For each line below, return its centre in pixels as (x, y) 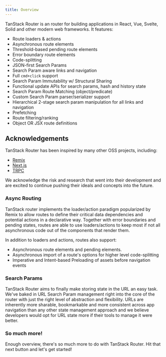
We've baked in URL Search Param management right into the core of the (80, 294)
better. (12, 321)
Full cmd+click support (35, 75)
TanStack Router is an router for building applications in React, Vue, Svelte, (82, 24)
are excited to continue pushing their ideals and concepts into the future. (79, 185)
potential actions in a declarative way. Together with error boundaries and (81, 220)
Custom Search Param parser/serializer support (61, 97)
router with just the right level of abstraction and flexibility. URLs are (74, 299)
